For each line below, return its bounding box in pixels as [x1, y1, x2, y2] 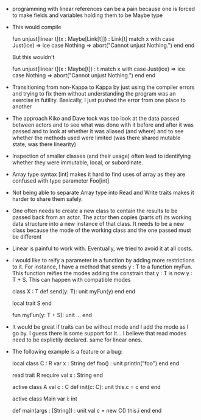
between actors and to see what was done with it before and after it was [12, 121, 194, 128]
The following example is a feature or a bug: [12, 348, 123, 355]
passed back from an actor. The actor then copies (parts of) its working [12, 214, 192, 221]
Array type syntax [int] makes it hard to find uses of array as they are [12, 170, 186, 178]
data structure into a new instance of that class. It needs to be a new [12, 220, 185, 227]
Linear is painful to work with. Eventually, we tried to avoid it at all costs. [12, 245, 193, 252]
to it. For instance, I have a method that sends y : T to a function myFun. [12, 263, 193, 270]
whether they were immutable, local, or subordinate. [12, 159, 143, 166]
